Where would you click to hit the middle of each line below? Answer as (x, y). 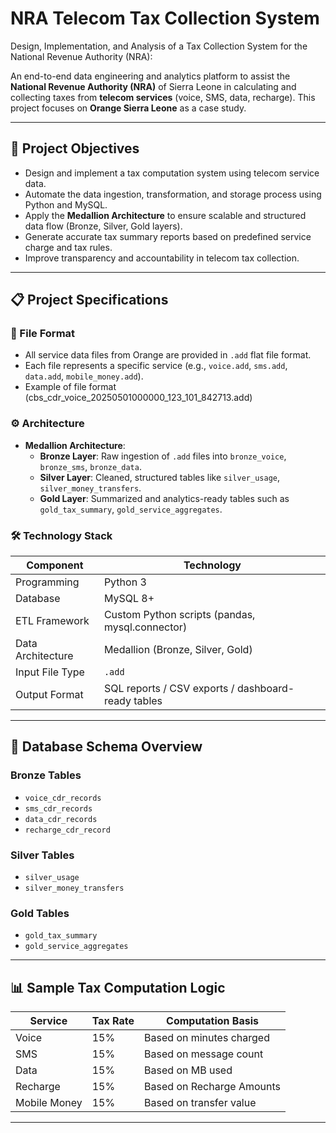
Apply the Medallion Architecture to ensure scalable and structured (165, 215)
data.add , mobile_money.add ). (84, 376)
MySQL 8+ (129, 599)
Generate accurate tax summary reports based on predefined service (168, 236)
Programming (47, 582)
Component (55, 565)
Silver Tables (42, 855)
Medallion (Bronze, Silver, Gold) (178, 650)
